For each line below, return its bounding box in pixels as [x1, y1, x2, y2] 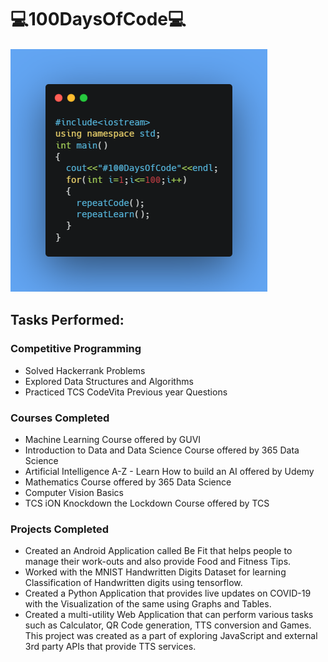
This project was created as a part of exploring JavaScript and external [24, 630, 318, 642]
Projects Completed [10, 522, 110, 536]
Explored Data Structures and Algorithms [24, 375, 194, 387]
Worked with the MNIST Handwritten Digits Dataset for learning [24, 566, 287, 578]
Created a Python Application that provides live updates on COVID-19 [24, 587, 312, 600]
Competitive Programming [10, 342, 142, 356]
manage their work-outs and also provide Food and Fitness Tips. [24, 556, 292, 568]
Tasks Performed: [10, 312, 125, 329]
